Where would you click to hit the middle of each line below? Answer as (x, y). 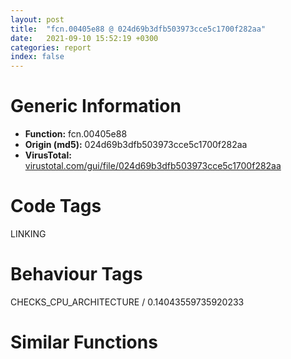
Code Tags (56, 206)
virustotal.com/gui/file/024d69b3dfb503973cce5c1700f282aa (153, 166)
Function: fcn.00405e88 (76, 134)
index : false (37, 57)
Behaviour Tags (76, 274)
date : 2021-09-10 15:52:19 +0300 (84, 38)
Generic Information (96, 106)
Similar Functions (84, 342)
